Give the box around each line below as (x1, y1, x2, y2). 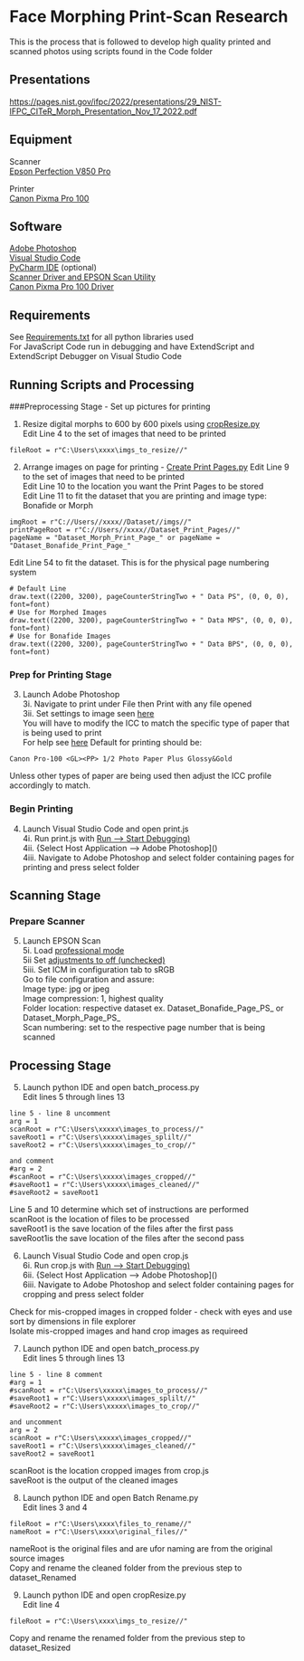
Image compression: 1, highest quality (22, 993, 165, 1004)
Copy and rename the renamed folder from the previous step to (9, 1633, 246, 1644)
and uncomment (9, 1418, 63, 1427)
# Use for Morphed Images (9, 608, 107, 617)
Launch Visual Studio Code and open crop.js (22, 1250, 189, 1261)
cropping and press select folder (22, 1289, 145, 1300)
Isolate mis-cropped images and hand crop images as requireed (9, 1325, 249, 1336)
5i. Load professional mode (22, 945, 125, 956)
